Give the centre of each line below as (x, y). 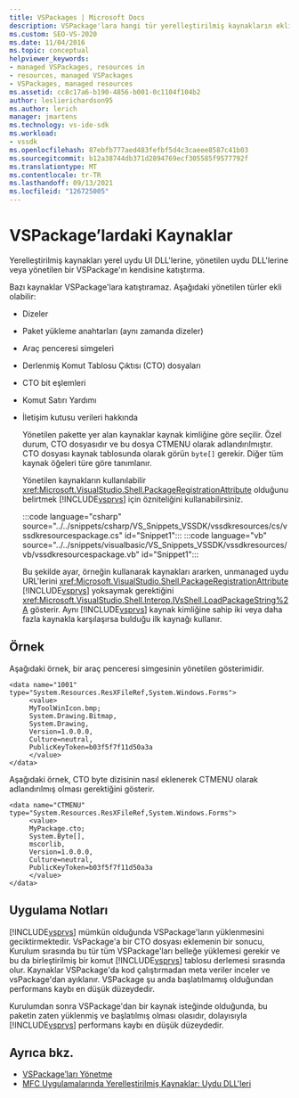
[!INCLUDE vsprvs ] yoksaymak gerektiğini (98, 590)
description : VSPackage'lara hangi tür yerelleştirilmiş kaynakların (141, 26)
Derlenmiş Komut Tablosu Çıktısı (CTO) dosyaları (112, 365)
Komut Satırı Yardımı (59, 400)
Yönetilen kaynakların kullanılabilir (84, 480)
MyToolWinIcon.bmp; (65, 708)
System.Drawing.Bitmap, (73, 716)
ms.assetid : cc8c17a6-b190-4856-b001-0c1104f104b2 (105, 92)
